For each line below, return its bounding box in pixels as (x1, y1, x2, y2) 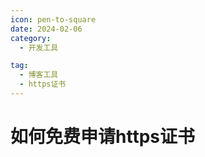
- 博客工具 (19, 70, 59, 80)
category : (10, 33, 52, 43)
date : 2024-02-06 (10, 24, 83, 34)
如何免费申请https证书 (10, 126, 195, 148)
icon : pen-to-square (10, 14, 97, 25)
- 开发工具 (19, 42, 59, 53)
